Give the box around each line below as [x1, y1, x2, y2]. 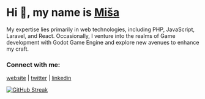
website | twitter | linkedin [6, 75, 72, 82]
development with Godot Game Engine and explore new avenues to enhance [6, 38, 199, 46]
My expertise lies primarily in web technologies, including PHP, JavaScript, [6, 26, 195, 33]
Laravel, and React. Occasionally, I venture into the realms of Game [6, 32, 176, 39]
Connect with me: [6, 61, 61, 69]
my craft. [6, 45, 29, 53]
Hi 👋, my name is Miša [6, 5, 120, 20]
